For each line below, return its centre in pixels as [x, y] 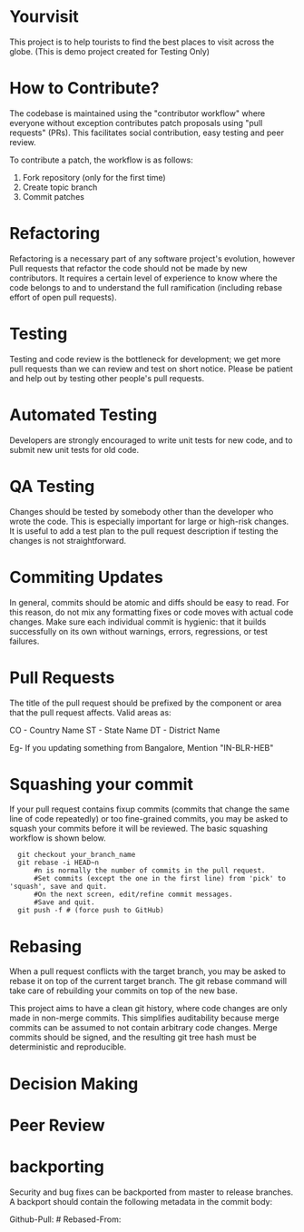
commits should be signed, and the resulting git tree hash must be [133, 1038]
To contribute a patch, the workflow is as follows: [101, 160]
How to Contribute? [85, 89]
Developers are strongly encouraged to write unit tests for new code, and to [151, 440]
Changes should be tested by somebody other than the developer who [142, 511]
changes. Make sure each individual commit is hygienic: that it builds [138, 621]
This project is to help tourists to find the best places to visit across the [142, 42]
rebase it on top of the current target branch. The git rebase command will [148, 981]
